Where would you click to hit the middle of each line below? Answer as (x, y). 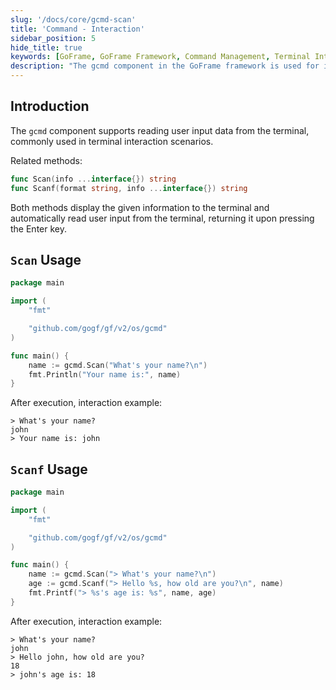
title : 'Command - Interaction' (77, 29)
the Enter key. (39, 228)
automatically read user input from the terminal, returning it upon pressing (162, 218)
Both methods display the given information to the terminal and (140, 207)
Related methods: (46, 160)
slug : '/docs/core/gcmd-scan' (73, 19)
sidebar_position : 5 (53, 38)
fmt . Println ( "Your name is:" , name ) (105, 374)
